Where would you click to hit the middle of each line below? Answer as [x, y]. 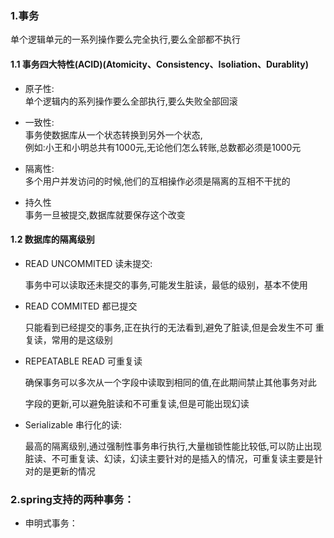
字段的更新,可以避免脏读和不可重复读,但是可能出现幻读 [137, 403]
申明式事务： [51, 523]
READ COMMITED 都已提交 [81, 306]
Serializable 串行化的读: [73, 424]
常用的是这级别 [82, 339]
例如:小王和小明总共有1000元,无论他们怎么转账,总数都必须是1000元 [163, 147]
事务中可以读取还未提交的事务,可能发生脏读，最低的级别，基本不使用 [166, 284]
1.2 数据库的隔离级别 [52, 239]
